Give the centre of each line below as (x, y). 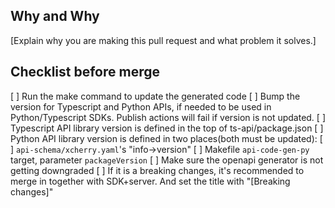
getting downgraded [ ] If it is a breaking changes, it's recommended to (157, 170)
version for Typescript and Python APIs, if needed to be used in (141, 106)
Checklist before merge (85, 72)
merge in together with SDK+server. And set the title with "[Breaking (150, 181)
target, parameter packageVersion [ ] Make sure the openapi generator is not (167, 160)
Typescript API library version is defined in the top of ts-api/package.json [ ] (167, 128)
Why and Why (55, 16)
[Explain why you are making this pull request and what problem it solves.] (163, 40)
